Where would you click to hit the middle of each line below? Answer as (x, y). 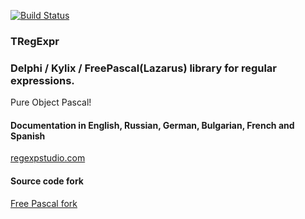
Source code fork (47, 181)
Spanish (28, 136)
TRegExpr (35, 41)
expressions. (42, 80)
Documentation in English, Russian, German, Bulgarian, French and (152, 125)
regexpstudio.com (48, 158)
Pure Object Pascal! (51, 102)
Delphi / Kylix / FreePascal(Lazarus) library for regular (144, 68)
